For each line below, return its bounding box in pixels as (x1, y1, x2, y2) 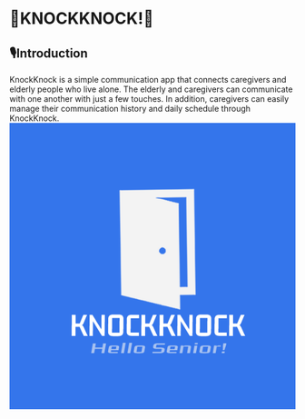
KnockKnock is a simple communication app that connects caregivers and (9, 75, 287, 85)
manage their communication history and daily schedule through (9, 104, 251, 114)
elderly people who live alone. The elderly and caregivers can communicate (9, 84, 293, 95)
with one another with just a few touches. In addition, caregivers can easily (9, 94, 290, 104)
